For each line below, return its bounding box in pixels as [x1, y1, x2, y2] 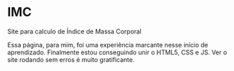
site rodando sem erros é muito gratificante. [7, 55, 135, 63]
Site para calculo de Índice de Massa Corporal [7, 27, 142, 35]
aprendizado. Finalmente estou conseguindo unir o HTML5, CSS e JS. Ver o [7, 48, 228, 56]
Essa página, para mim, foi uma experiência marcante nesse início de [7, 40, 209, 49]
